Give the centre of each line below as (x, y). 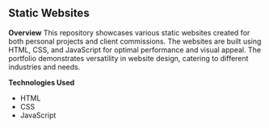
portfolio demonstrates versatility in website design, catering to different (128, 58)
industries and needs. (44, 67)
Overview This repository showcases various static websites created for (129, 32)
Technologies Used (42, 82)
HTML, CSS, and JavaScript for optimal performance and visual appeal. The (134, 50)
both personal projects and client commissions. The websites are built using (135, 41)
